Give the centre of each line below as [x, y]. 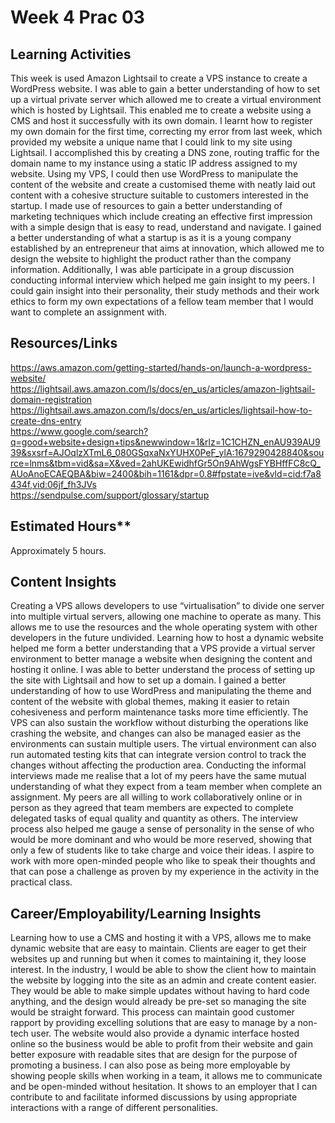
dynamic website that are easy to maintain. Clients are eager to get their [158, 948]
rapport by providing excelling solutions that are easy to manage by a [153, 1023]
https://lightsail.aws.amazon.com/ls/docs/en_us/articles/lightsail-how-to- [161, 410]
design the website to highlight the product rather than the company [151, 259]
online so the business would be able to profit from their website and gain [161, 1044]
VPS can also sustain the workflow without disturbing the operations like [159, 723]
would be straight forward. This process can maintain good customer [152, 1012]
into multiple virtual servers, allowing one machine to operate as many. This [166, 617]
